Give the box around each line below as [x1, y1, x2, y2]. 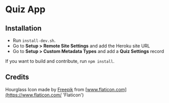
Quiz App [5, 4, 46, 15]
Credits [5, 73, 30, 82]
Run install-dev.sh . [12, 37, 56, 43]
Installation [5, 24, 42, 33]
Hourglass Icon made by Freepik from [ [5, 86, 88, 92]
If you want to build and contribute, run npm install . [5, 58, 115, 64]
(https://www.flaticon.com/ [5, 92, 62, 98]
